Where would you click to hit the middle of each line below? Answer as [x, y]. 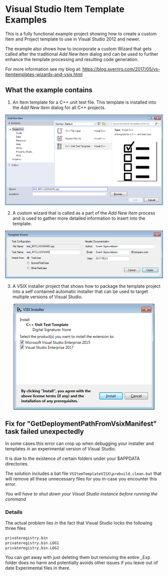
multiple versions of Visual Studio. [47, 297]
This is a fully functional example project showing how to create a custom [81, 34]
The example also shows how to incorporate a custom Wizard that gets [78, 49]
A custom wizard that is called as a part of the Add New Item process [84, 213]
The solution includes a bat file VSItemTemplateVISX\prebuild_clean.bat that [83, 473]
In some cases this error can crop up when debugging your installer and [79, 443]
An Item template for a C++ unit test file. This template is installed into [84, 102]
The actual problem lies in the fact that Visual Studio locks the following [79, 523]
